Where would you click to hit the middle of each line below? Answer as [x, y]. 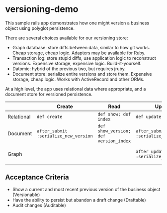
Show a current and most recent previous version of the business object [86, 189]
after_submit [52, 131]
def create [49, 116]
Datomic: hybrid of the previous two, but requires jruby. [69, 69]
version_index [114, 141]
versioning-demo [42, 9]
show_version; [114, 131]
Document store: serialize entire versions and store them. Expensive [82, 74]
